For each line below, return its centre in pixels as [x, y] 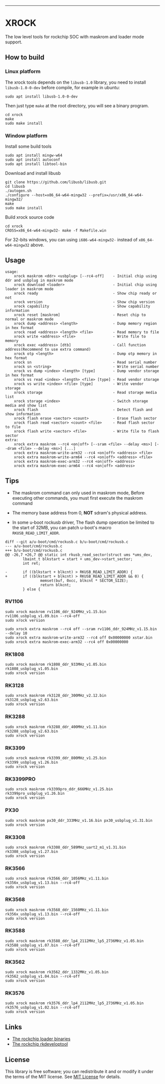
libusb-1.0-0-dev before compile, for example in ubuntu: [63, 87]
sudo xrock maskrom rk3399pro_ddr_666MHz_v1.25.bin [59, 789]
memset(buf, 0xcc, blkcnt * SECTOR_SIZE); [84, 580]
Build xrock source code [30, 217]
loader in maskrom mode [29, 289]
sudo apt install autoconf [33, 160]
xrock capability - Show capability [82, 306]
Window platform [26, 135]
